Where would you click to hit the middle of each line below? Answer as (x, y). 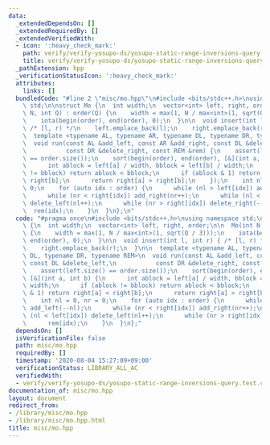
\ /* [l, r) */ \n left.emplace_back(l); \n (100, 128)
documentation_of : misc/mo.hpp (61, 391)
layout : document (37, 398)
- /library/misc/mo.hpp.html (57, 421)
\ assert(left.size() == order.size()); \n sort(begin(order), (140, 271)
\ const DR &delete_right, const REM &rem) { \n (122, 151)
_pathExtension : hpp (50, 69)
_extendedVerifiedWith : (55, 38)
